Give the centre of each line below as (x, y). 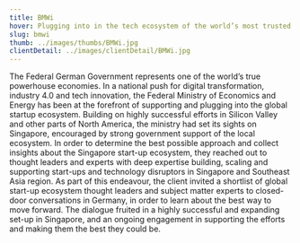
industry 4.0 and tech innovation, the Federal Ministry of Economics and (143, 96)
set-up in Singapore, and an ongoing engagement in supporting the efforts (147, 220)
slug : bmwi (30, 34)
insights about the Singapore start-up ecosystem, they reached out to (138, 152)
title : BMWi (31, 17)
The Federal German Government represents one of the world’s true (135, 76)
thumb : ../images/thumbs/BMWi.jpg (74, 43)
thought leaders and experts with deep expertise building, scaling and (139, 162)
